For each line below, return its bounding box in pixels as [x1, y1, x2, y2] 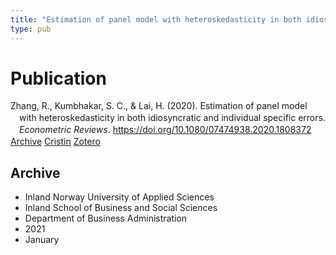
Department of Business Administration [24, 212, 188, 224]
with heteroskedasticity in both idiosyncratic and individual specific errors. [19, 112, 326, 124]
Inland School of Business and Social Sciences [24, 201, 218, 213]
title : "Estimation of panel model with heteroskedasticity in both [10, 14, 302, 25]
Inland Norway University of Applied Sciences [24, 191, 215, 203]
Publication [10, 67, 107, 90]
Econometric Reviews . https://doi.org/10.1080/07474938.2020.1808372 [19, 124, 312, 136]
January [24, 233, 60, 245]
